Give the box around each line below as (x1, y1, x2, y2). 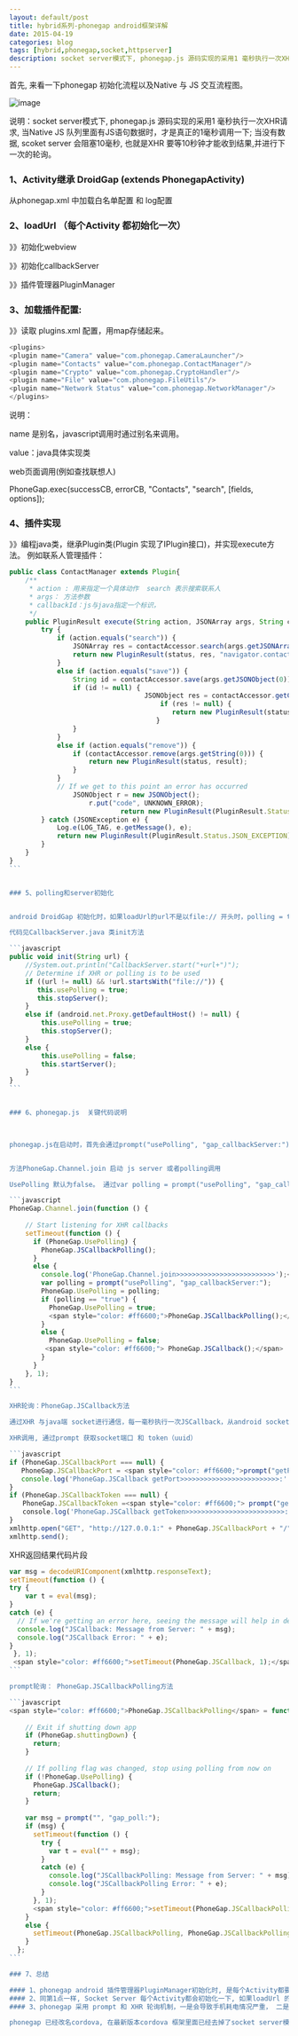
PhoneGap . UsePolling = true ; (48, 1303, 157, 1312)
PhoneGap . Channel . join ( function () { (9, 1204, 149, 1214)
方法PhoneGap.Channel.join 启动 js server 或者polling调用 (9, 1164, 222, 1173)
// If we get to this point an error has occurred (56, 782, 248, 791)
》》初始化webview (9, 241, 77, 252)
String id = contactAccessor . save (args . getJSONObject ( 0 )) (72, 675, 292, 684)
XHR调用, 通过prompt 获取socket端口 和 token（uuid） (9, 1434, 198, 1442)
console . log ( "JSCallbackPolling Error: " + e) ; (48, 1880, 228, 1889)
